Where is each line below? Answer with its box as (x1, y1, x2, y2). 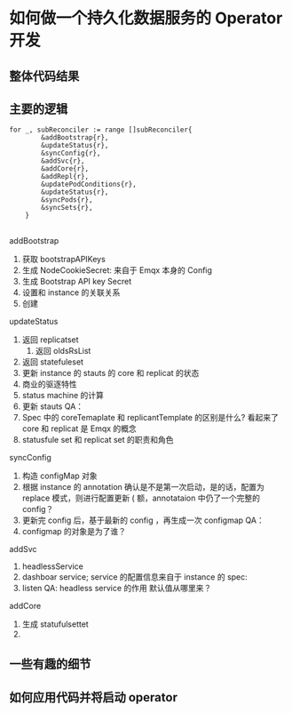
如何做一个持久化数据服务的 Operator (9, 8, 283, 28)
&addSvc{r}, (41, 156, 86, 165)
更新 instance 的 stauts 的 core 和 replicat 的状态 (21, 367, 200, 378)
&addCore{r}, (41, 164, 90, 173)
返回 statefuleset (21, 356, 84, 367)
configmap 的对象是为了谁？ (21, 525, 127, 536)
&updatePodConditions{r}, (41, 180, 138, 189)
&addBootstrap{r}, (41, 133, 109, 142)
